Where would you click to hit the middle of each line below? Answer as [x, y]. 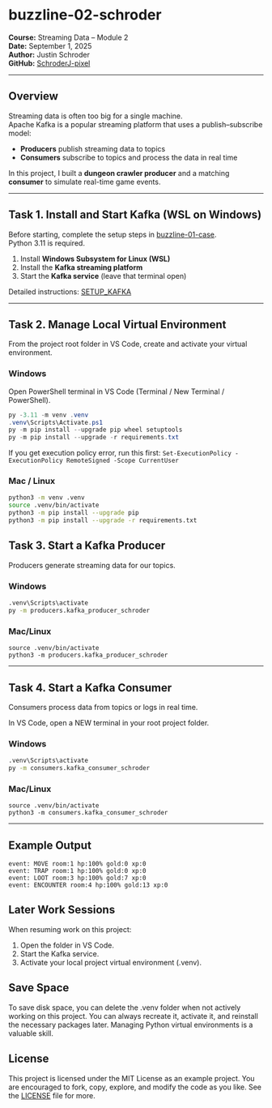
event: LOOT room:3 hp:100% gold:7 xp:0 [78, 878]
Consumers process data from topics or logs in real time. [103, 707]
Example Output [50, 845]
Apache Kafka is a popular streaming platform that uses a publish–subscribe [136, 124]
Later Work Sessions [62, 910]
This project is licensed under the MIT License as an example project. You [132, 1078]
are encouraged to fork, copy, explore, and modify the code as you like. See [135, 1087]
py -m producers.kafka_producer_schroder [79, 610]
